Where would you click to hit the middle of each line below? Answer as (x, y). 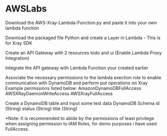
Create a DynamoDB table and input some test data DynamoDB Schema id (82, 103)
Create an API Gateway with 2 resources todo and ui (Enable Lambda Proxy (84, 53)
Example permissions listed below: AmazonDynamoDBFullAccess (73, 88)
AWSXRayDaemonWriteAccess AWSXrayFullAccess (59, 93)
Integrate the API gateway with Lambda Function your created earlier (77, 68)
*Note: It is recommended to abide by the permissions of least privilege (80, 118)
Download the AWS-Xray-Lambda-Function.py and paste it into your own (81, 23)
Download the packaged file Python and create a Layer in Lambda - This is (83, 38)
